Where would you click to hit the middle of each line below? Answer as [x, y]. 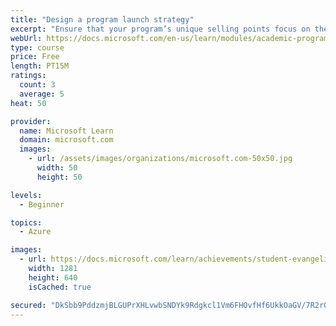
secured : [28, 305]
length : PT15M [40, 66]
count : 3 [37, 85]
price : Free [35, 57]
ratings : [28, 76]
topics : [26, 222]
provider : [31, 121]
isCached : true [60, 287]
